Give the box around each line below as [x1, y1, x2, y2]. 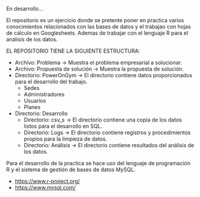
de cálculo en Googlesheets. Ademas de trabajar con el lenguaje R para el [6, 29, 189, 37]
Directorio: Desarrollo [14, 110, 68, 117]
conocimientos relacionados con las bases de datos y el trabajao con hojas [6, 23, 191, 30]
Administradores [23, 91, 64, 98]
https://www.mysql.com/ [14, 184, 76, 191]
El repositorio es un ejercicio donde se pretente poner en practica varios [6, 17, 184, 23]
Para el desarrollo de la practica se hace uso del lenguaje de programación [6, 160, 191, 166]
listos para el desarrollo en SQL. [23, 123, 103, 129]
